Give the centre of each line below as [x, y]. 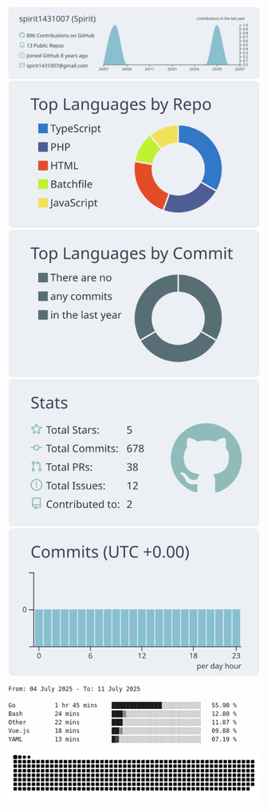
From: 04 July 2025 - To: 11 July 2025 [75, 689]
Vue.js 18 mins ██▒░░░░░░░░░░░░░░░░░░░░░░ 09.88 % [123, 730]
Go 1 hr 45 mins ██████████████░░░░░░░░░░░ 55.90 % [123, 706]
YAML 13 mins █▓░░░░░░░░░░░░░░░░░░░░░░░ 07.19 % [123, 739]
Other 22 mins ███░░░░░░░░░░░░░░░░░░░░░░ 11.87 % [123, 722]
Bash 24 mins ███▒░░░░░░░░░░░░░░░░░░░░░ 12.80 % [123, 714]
